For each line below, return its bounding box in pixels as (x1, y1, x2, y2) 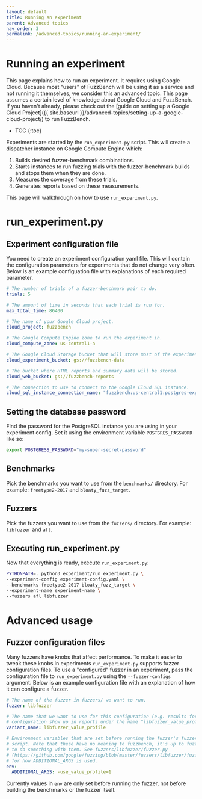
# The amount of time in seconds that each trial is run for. (6, 302, 165, 308)
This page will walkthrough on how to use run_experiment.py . (6, 194, 158, 202)
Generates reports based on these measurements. (14, 182, 140, 190)
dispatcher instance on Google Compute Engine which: (6, 145, 143, 152)
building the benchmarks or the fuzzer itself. (6, 786, 116, 794)
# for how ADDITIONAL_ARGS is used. (6, 757, 98, 764)
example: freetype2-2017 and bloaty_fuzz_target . (6, 486, 130, 493)
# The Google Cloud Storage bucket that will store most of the (6, 351, 171, 358)
